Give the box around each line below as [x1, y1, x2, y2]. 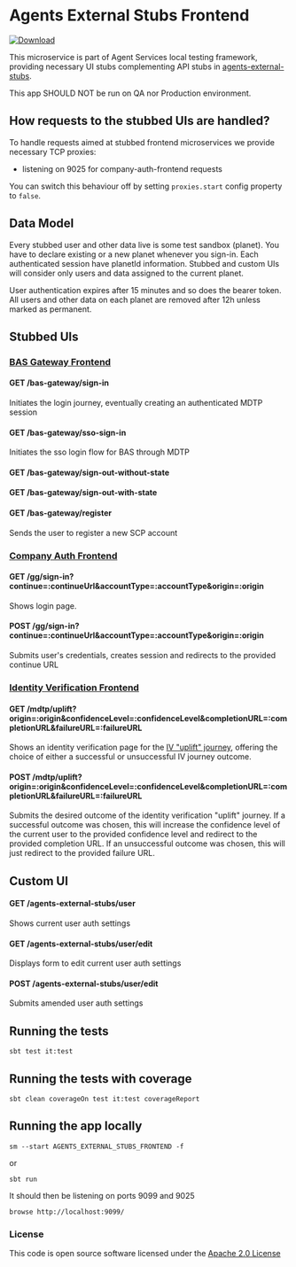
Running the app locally [9, 1118, 143, 1134]
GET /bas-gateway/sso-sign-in [9, 427, 127, 438]
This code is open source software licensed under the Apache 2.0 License [9, 1248, 281, 1259]
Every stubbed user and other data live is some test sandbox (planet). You [9, 239, 280, 250]
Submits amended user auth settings [9, 998, 144, 1008]
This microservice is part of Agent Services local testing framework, [9, 51, 259, 62]
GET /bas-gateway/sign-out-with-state [9, 487, 158, 498]
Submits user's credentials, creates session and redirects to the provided [9, 650, 277, 660]
